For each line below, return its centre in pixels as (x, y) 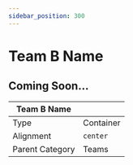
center (96, 136)
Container (102, 123)
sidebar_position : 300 (47, 16)
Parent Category (44, 149)
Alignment (32, 136)
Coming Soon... (49, 86)
